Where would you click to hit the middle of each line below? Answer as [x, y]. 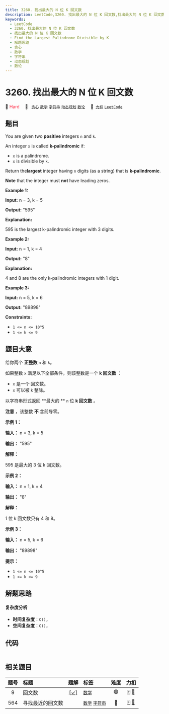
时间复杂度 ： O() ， [31, 619]
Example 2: [17, 239]
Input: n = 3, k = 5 [24, 200]
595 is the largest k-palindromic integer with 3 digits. [60, 229]
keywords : [16, 19]
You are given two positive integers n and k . [51, 136]
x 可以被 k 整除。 [30, 390]
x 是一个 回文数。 [30, 383]
